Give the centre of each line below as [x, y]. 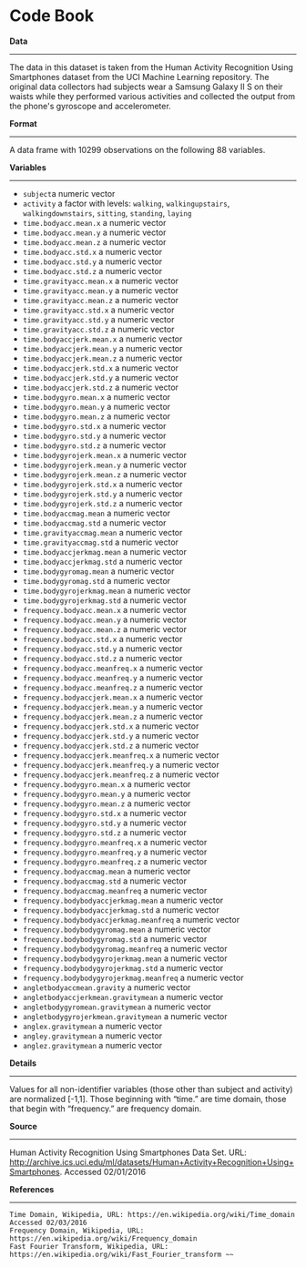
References [32, 1189]
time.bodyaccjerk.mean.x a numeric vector [102, 339]
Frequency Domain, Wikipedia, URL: [77, 1231]
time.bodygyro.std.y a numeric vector [94, 435]
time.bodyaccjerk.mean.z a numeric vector [102, 358]
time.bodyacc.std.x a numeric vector [92, 251]
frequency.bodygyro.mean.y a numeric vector [107, 793]
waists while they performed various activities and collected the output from [153, 96]
